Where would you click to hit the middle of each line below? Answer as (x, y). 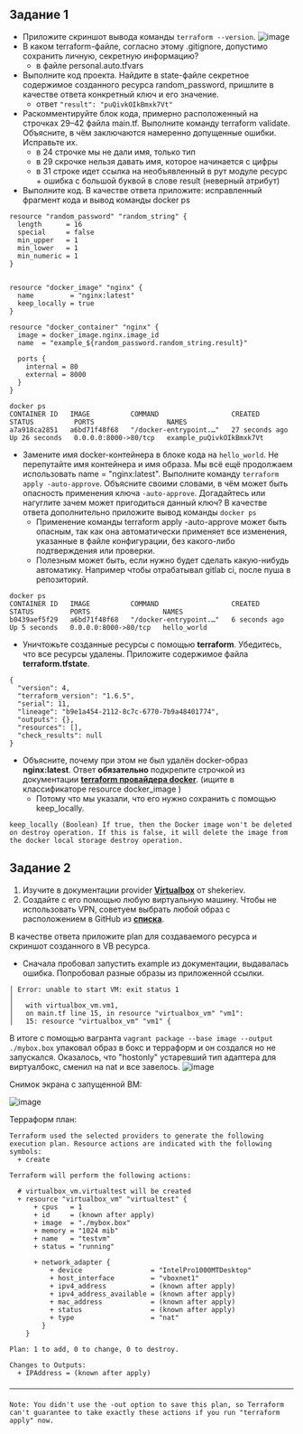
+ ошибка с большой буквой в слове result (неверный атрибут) (158, 181)
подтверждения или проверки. (95, 550)
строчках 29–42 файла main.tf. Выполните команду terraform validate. (156, 123)
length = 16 (50, 224)
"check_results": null (60, 736)
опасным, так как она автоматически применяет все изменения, (161, 531)
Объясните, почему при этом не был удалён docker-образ (135, 760)
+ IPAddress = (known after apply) (84, 1373)
